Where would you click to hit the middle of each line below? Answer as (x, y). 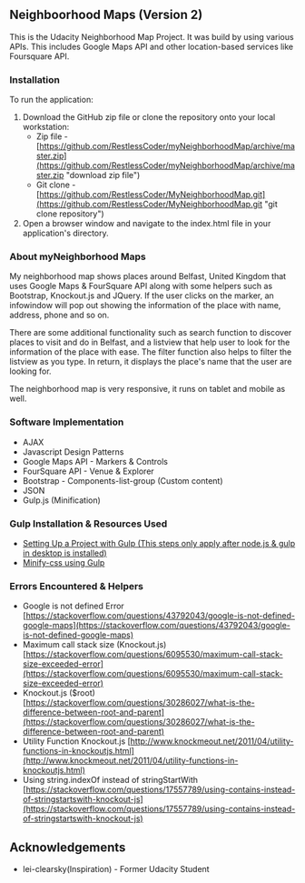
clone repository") (70, 214)
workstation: (46, 127)
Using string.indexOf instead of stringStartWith (110, 780)
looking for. (30, 371)
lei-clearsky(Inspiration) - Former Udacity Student (116, 869)
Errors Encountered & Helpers (76, 586)
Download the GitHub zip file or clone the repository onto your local (149, 117)
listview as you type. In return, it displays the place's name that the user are (151, 362)
